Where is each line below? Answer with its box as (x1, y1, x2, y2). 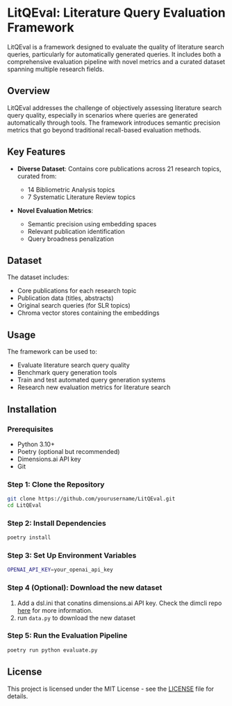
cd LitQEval (7, 502, 42, 509)
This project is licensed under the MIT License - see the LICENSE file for (7, 684, 214, 693)
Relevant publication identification (27, 227, 125, 235)
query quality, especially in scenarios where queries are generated (7, 111, 198, 119)
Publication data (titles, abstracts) (17, 294, 114, 302)
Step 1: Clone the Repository (7, 479, 105, 489)
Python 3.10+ (17, 440, 56, 448)
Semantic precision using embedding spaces (27, 219, 157, 228)
